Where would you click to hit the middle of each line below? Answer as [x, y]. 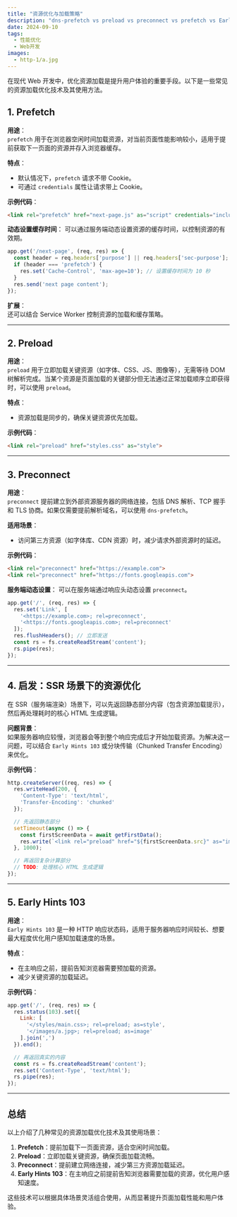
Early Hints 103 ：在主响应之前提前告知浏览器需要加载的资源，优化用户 [120, 1174]
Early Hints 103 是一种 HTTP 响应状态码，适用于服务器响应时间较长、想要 [116, 929]
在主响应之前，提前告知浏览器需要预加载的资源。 [89, 968]
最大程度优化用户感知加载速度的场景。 [63, 938]
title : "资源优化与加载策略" [45, 14]
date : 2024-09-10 [33, 27]
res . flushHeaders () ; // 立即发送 [61, 636]
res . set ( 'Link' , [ [41, 609]
